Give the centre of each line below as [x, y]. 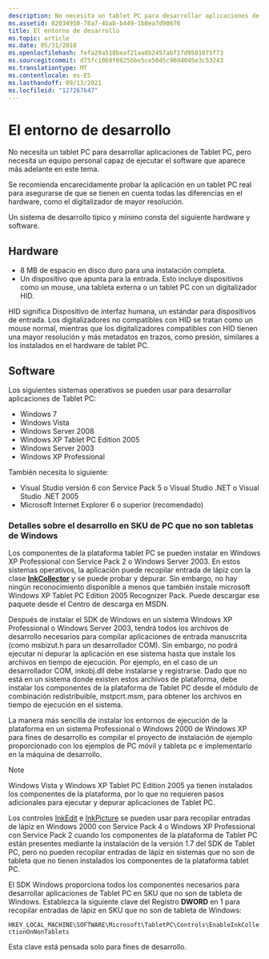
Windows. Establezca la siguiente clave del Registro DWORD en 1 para [124, 902]
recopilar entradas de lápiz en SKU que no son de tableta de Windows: [125, 910]
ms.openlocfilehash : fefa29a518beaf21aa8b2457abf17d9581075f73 [116, 53]
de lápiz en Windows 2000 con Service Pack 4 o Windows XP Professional [132, 827]
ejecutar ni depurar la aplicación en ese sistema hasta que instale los [122, 653]
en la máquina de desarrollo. [55, 755]
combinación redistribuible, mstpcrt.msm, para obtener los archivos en [125, 696]
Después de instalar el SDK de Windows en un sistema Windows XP [120, 620]
